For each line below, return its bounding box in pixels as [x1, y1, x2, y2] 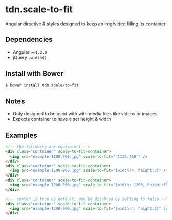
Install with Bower [5, 69, 64, 78]
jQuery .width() [12, 54, 47, 60]
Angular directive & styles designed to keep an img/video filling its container [5, 20, 166, 27]
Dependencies [5, 35, 53, 44]
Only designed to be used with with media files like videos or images [12, 111, 158, 117]
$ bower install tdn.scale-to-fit [5, 83, 79, 88]
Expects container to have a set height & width [12, 116, 111, 122]
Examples [5, 130, 37, 139]
